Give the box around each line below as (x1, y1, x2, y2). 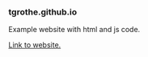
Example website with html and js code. (8, 25, 141, 35)
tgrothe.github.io (8, 6, 78, 18)
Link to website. (8, 40, 61, 50)
